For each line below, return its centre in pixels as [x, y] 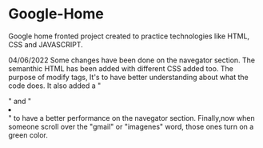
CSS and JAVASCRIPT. [46, 44]
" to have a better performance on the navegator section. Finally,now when [131, 118]
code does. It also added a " [55, 86]
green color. [28, 135]
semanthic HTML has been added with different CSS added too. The [121, 68]
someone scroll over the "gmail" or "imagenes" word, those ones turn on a [131, 126]
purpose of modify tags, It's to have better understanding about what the [129, 77]
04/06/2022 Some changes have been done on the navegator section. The [132, 60]
